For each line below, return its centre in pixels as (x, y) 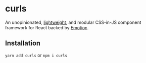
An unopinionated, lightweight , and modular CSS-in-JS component (73, 22)
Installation (23, 43)
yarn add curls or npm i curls (36, 55)
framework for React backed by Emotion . (47, 27)
